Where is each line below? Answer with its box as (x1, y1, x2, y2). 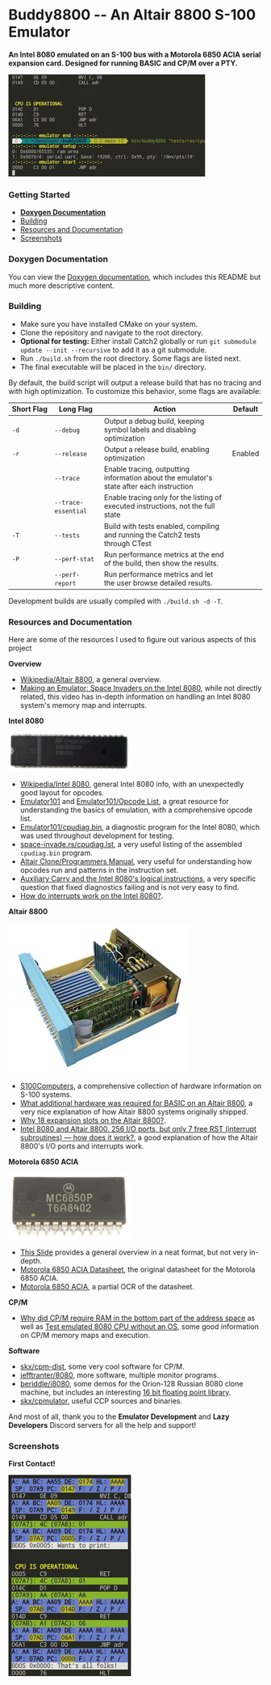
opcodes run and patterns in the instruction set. (19, 865, 179, 874)
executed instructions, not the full (103, 502, 215, 511)
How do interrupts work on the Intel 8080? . (19, 891, 164, 900)
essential (54, 507, 87, 515)
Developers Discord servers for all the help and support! (8, 1420, 197, 1429)
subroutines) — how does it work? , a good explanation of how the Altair (19, 1133, 259, 1142)
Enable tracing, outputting (103, 464, 190, 474)
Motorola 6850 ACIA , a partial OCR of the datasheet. (19, 1281, 195, 1291)
